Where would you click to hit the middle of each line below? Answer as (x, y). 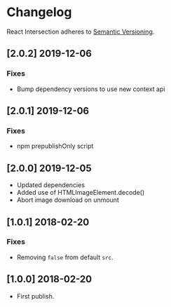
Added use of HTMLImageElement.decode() (81, 193)
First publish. (35, 296)
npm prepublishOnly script (55, 146)
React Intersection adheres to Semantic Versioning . (81, 32)
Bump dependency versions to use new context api (91, 89)
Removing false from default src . (65, 257)
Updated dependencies (51, 185)
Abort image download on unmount (68, 200)
